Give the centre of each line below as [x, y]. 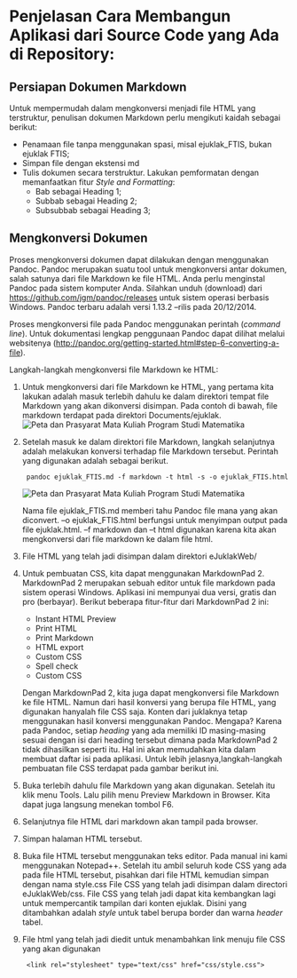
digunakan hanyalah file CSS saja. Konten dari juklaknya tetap [135, 712]
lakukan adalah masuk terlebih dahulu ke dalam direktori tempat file [145, 396]
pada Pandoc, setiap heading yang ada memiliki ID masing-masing [144, 730]
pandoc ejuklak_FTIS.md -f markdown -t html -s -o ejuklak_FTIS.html [157, 477]
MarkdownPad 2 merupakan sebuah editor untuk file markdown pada [148, 583]
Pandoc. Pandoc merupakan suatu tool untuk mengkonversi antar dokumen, [148, 269]
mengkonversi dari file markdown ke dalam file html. [117, 538]
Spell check [57, 666]
